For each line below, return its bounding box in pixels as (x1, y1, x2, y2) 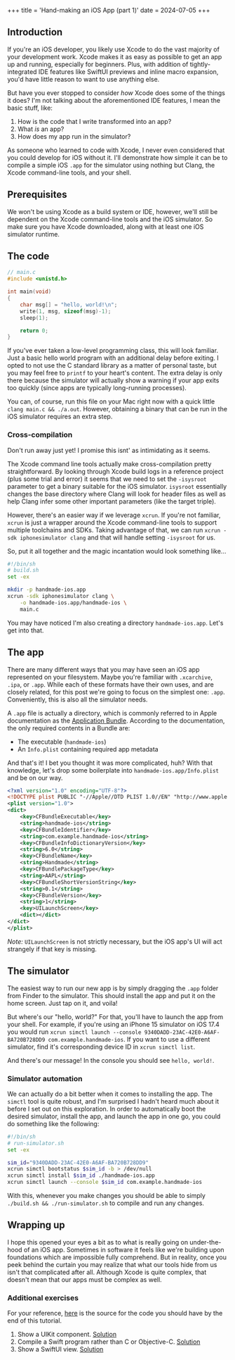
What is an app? (17, 125, 65, 133)
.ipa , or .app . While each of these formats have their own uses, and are (7, 680, 214, 689)
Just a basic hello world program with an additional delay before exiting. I (7, 354, 219, 362)
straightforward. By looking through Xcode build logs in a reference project (7, 467, 224, 475)
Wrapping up (7, 1219, 65, 1231)
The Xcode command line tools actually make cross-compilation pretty (7, 459, 212, 468)
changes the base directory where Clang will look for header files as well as (7, 489, 227, 498)
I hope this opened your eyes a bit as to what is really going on (7, 1237, 188, 1246)
